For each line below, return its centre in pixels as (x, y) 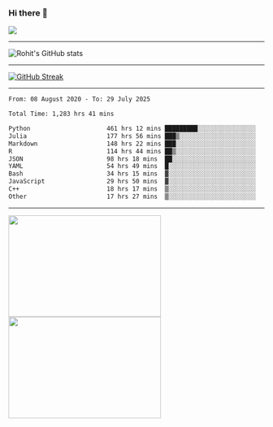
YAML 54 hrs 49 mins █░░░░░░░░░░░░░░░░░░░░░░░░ (132, 166)
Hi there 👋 (28, 13)
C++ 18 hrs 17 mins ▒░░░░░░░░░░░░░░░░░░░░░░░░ (132, 189)
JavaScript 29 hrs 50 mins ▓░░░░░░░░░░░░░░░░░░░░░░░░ (132, 182)
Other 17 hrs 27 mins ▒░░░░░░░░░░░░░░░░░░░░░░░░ (132, 196)
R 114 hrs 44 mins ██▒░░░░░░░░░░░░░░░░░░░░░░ (132, 151)
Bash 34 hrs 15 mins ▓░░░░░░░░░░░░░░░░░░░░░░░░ (132, 174)
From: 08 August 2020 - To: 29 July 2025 (80, 99)
